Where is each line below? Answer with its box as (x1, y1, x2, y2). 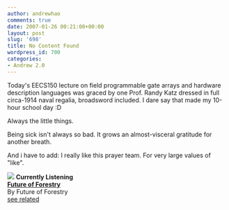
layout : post (7, 29, 45, 37)
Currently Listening (15, 172, 74, 181)
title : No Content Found (7, 42, 79, 49)
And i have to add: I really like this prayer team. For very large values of (7, 151, 211, 159)
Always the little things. (7, 116, 74, 125)
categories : (7, 56, 42, 63)
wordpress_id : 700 (7, 49, 61, 56)
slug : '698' (7, 36, 42, 43)
